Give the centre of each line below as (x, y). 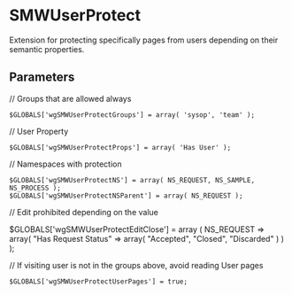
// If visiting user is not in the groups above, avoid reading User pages (136, 265)
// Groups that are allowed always (70, 98)
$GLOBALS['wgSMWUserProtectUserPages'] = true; (99, 281)
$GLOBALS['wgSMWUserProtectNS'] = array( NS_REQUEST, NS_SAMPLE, (132, 180)
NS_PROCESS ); (35, 188)
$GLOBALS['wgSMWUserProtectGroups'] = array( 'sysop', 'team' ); (132, 115)
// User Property (39, 131)
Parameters (42, 78)
